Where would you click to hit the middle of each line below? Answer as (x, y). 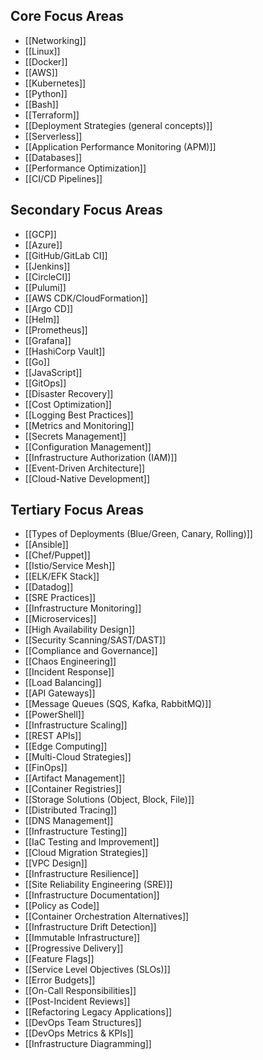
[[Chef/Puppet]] (57, 555)
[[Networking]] (55, 40)
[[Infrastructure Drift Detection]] (90, 927)
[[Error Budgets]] (60, 980)
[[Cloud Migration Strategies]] (86, 853)
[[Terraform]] (52, 115)
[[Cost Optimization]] (68, 404)
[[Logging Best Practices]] (79, 415)
